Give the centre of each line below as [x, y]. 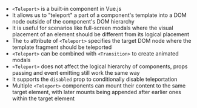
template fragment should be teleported [62, 47]
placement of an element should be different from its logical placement [101, 34]
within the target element [43, 98]
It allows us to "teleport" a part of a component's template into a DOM [99, 15]
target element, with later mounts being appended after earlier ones [97, 92]
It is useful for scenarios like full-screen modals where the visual [93, 28]
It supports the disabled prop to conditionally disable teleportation [95, 79]
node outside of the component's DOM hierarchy [73, 21]
